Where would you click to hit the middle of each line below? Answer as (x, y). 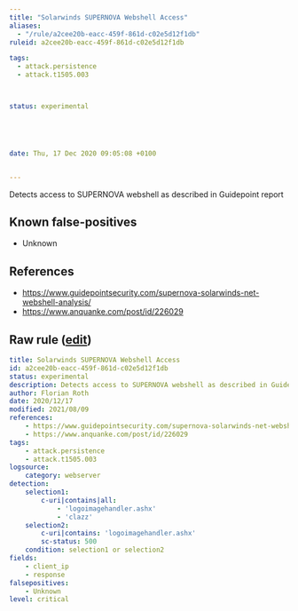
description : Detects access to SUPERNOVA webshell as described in (138, 385)
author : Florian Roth (49, 393)
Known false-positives (73, 222)
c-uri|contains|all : (79, 500)
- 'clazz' (74, 517)
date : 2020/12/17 (41, 401)
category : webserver (63, 476)
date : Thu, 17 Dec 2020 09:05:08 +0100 (83, 153)
